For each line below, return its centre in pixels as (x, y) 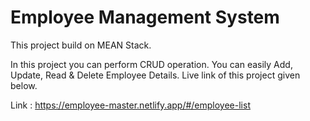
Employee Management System (145, 17)
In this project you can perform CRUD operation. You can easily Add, (151, 64)
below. (24, 85)
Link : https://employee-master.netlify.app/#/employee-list (130, 105)
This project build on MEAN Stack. (81, 45)
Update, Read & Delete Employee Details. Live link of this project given (155, 75)
